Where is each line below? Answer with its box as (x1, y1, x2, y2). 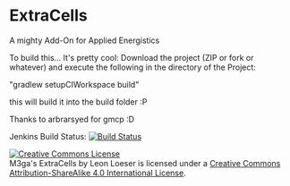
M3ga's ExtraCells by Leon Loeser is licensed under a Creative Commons (9, 157, 281, 168)
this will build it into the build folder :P (9, 96, 148, 107)
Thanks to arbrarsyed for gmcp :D (9, 114, 135, 124)
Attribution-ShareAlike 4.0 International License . (9, 167, 186, 178)
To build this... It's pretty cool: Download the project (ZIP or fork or (9, 52, 254, 63)
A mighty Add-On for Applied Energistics (9, 35, 160, 46)
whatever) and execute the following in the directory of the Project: (9, 62, 257, 72)
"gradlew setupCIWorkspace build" (9, 79, 140, 89)
